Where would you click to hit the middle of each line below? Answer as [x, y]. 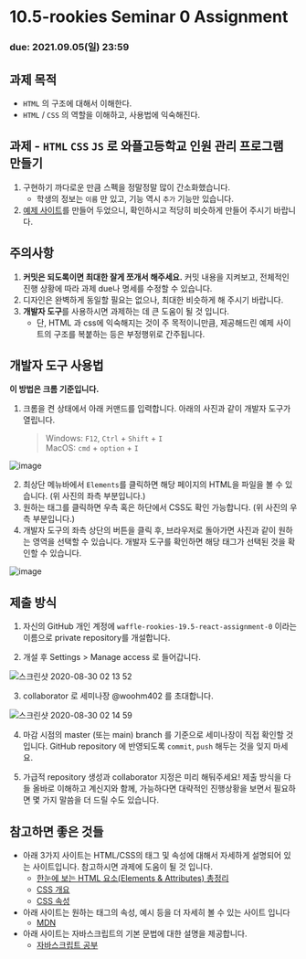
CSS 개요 [53, 890]
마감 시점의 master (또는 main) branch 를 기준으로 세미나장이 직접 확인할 [153, 735]
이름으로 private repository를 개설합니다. [96, 638]
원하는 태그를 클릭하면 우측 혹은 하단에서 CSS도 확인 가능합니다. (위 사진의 [155, 507]
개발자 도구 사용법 [57, 365]
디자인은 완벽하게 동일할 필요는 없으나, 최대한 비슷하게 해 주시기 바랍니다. [153, 300]
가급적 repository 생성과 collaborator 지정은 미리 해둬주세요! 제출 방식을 [152, 777]
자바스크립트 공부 [67, 944]
